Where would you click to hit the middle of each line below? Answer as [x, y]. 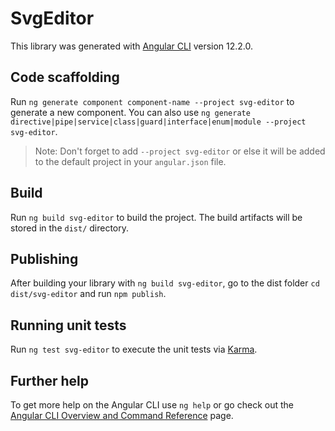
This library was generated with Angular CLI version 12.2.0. [132, 46]
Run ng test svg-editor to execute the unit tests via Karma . [134, 349]
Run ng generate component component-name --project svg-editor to [152, 101]
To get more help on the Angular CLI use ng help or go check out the [152, 405]
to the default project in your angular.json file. [130, 161]
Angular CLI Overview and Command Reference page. [122, 415]
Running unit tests [68, 325]
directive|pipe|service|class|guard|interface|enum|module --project [158, 122]
